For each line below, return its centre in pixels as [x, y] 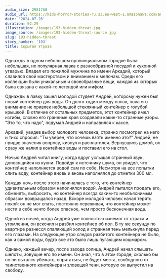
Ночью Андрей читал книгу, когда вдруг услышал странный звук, [75, 157]
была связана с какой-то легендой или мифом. [55, 86]
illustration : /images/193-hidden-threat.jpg [53, 28]
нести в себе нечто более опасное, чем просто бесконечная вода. [76, 209]
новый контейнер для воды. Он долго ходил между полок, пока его [77, 101]
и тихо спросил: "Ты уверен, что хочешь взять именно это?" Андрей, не [82, 137]
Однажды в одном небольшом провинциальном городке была [71, 60]
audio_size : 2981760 [26, 10]
